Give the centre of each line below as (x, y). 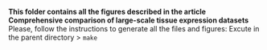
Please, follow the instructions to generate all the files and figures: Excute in (134, 29)
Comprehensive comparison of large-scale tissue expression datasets (129, 20)
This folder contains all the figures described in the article (107, 12)
